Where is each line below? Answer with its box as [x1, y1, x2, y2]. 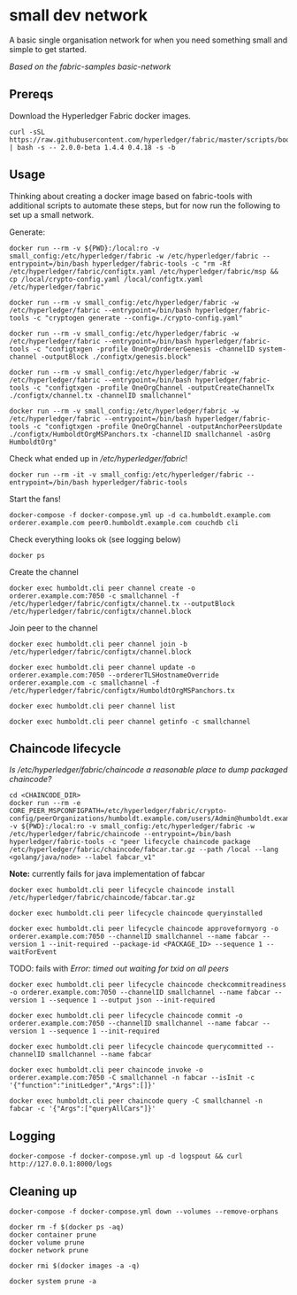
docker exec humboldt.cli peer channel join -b [9, 640, 188, 648]
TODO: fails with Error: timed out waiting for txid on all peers [9, 963, 230, 974]
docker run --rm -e [9, 799, 81, 808]
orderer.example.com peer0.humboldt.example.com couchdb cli [9, 518, 240, 527]
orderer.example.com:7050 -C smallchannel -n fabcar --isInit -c [9, 1074, 255, 1082]
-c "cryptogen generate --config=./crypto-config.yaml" [32, 314, 243, 322]
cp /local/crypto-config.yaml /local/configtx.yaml [9, 275, 203, 283]
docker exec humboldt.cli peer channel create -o [9, 584, 196, 593]
